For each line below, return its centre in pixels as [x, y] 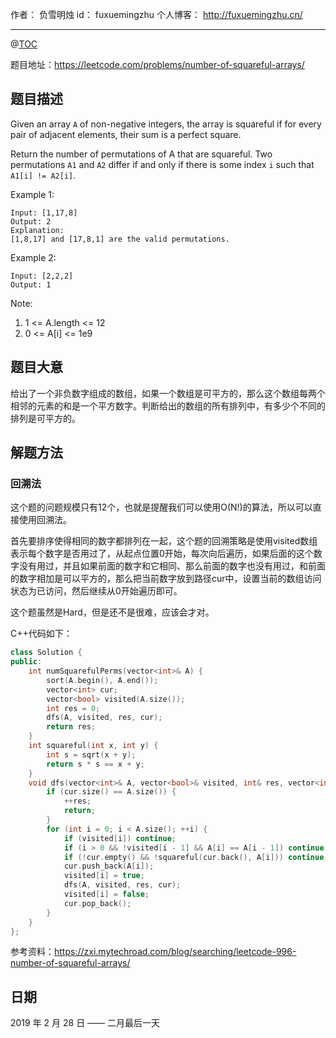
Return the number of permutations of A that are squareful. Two [141, 154]
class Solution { [46, 653]
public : [26, 662]
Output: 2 [31, 221]
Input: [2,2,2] [42, 276]
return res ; [71, 727]
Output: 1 [31, 284]
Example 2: [33, 257]
